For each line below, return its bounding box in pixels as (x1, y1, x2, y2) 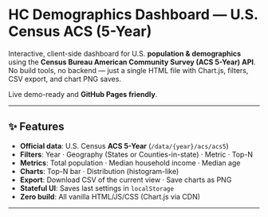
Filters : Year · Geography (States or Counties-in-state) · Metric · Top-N (19, 149, 254, 159)
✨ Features (8, 120, 65, 134)
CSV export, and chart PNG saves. (8, 74, 122, 83)
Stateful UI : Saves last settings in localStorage (19, 183, 174, 192)
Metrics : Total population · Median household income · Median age (19, 157, 241, 168)
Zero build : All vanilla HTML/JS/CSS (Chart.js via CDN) (19, 192, 201, 201)
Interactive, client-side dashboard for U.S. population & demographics (8, 48, 242, 58)
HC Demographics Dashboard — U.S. (8, 6, 258, 24)
